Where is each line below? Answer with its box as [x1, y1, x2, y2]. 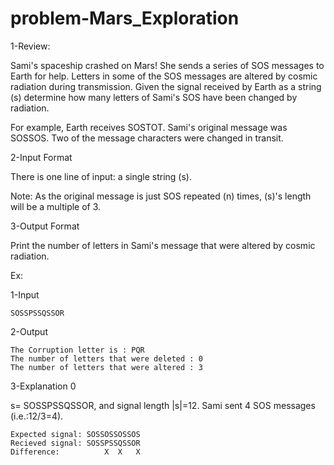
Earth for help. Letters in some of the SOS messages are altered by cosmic [10, 70, 318, 82]
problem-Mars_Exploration [10, 7, 240, 30]
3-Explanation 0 [10, 380, 77, 392]
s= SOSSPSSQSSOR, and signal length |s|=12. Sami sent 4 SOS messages [10, 399, 316, 411]
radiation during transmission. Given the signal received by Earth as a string [10, 80, 322, 92]
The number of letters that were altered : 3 [10, 362, 203, 372]
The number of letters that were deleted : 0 [10, 353, 203, 364]
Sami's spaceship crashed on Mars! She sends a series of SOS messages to [10, 59, 325, 71]
